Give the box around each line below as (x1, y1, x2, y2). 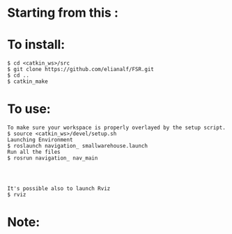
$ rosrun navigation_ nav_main (7, 155, 98, 162)
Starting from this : (7, 5, 118, 21)
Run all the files (7, 148, 61, 156)
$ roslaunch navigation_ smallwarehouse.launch (7, 143, 148, 150)
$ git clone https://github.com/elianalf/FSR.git (7, 66, 155, 73)
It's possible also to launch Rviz (7, 185, 111, 192)
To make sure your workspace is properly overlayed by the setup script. (7, 124, 226, 132)
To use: (7, 101, 51, 117)
